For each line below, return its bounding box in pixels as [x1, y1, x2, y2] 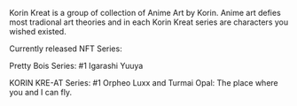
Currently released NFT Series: [9, 43, 122, 54]
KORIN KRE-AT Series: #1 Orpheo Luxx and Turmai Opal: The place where [9, 78, 278, 87]
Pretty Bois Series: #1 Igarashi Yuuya [9, 61, 144, 71]
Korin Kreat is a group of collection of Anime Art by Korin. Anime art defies [9, 8, 281, 18]
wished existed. [9, 26, 66, 36]
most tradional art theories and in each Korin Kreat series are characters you [9, 17, 289, 27]
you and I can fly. [9, 87, 73, 97]
